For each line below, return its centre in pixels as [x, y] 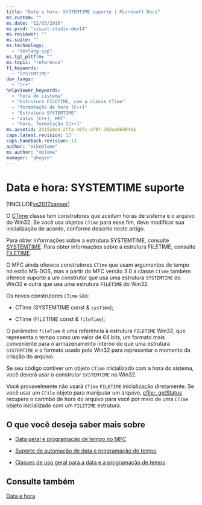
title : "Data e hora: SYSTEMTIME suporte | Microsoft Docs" [84, 12]
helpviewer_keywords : [33, 91]
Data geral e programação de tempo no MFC [71, 439]
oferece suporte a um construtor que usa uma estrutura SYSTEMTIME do [93, 278]
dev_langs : [20, 79]
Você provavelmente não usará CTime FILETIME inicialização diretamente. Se [100, 386]
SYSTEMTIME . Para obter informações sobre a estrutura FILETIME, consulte [101, 247]
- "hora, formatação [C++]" [47, 124]
